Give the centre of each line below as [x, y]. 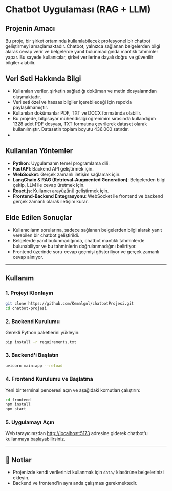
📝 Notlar [18, 460]
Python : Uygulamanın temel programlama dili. [61, 163]
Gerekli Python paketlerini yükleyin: [42, 333]
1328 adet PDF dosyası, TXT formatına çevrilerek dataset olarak [80, 124]
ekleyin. [21, 478]
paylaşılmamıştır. [30, 107]
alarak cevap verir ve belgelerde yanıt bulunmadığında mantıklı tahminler [82, 52]
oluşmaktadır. [27, 97]
